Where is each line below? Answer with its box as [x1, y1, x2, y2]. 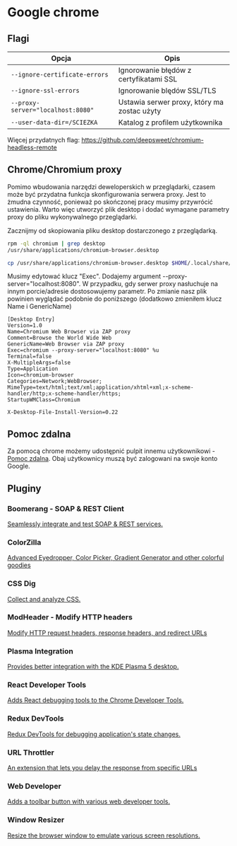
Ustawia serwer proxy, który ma [118, 97, 224, 107]
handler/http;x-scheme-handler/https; [7, 390, 121, 397]
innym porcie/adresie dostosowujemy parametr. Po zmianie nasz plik [7, 287, 207, 296]
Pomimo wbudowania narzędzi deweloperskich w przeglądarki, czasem [7, 182, 216, 191]
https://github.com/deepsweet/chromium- [80, 136, 205, 144]
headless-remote [7, 143, 58, 152]
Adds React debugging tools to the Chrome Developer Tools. [7, 696, 184, 704]
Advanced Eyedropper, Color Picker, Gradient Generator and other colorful [7, 554, 224, 562]
